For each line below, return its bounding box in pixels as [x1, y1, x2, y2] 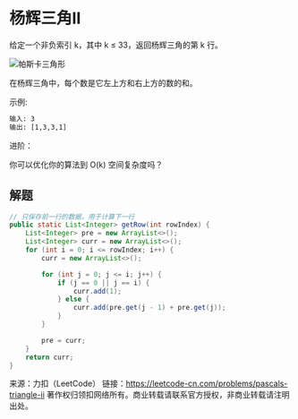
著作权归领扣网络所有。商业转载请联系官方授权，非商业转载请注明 [46, 389, 290, 400]
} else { [56, 295, 90, 304]
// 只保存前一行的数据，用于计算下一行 [9, 212, 135, 221]
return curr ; [25, 353, 74, 362]
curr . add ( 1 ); [72, 286, 123, 295]
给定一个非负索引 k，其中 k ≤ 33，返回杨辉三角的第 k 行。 [9, 39, 224, 50]
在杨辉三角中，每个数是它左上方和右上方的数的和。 [9, 77, 198, 88]
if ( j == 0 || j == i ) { [56, 278, 150, 287]
